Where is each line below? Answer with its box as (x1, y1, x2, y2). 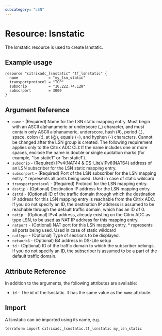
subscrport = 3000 (9, 88, 62, 93)
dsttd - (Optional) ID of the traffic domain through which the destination (12, 191, 156, 197)
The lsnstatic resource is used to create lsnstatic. (5, 44, 103, 50)
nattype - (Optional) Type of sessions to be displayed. (12, 232, 120, 239)
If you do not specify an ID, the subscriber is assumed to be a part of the (12, 248, 158, 254)
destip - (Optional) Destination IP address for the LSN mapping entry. (12, 186, 151, 192)
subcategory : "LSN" (5, 7, 45, 12)
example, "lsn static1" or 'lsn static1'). (12, 155, 86, 161)
